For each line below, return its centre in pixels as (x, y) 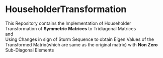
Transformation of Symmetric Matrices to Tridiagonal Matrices (71, 28)
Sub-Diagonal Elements (30, 50)
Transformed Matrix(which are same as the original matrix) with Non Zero (81, 44)
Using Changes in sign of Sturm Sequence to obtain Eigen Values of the (80, 39)
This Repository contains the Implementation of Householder (68, 23)
